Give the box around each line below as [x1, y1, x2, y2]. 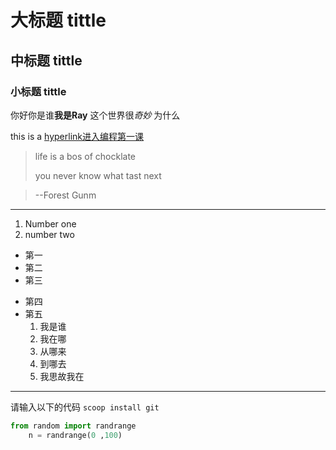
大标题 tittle [10, 9, 107, 32]
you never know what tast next [34, 169, 162, 181]
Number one [24, 217, 77, 230]
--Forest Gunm [34, 189, 97, 201]
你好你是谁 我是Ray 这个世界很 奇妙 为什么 [10, 109, 181, 121]
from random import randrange [10, 421, 137, 431]
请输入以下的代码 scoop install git [10, 401, 160, 413]
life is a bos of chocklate [34, 150, 136, 162]
